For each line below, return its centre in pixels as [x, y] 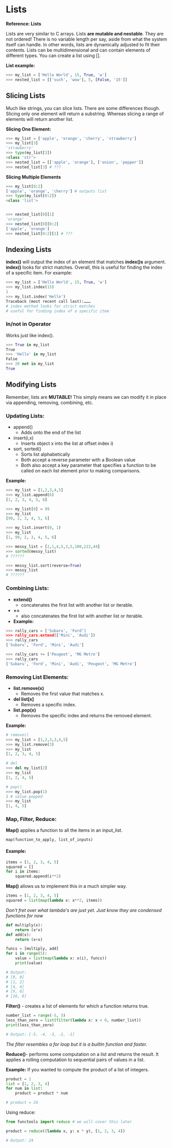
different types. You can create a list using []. [53, 56]
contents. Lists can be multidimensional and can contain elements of [78, 50]
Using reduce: [21, 1113]
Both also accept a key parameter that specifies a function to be [89, 465]
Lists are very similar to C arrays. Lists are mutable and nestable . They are [85, 33]
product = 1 [18, 1079]
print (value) [29, 963]
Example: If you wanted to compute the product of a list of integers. [78, 1069]
